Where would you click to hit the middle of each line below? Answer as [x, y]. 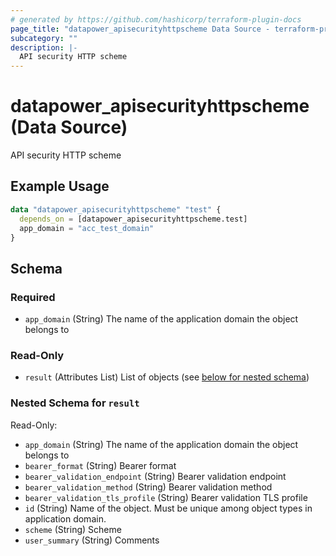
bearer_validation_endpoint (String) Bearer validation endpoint [155, 476]
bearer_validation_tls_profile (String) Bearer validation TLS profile [166, 497]
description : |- [44, 47]
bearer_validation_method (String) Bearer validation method [148, 487]
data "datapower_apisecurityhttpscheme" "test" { [116, 209]
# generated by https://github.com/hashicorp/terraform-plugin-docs [156, 19]
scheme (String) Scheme [73, 529]
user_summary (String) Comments [92, 540]
